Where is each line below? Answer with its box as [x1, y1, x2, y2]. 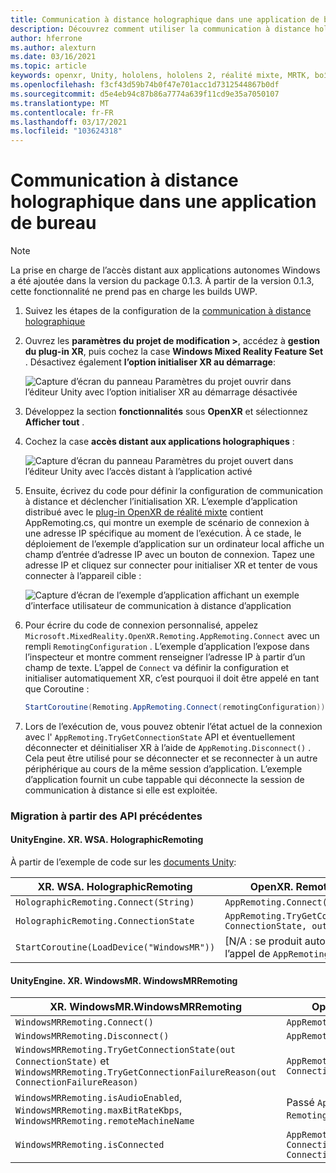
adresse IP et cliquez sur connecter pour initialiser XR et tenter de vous [24, 559, 318, 571]
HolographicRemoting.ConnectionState [15, 916, 195, 927]
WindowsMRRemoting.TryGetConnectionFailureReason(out [15, 1067, 277, 1078]
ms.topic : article [10, 61, 87, 71]
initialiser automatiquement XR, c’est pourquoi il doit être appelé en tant [24, 672, 320, 685]
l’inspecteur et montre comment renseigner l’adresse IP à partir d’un [24, 651, 306, 663]
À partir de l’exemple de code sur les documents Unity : [10, 856, 237, 868]
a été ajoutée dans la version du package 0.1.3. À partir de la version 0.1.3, [10, 275, 315, 287]
